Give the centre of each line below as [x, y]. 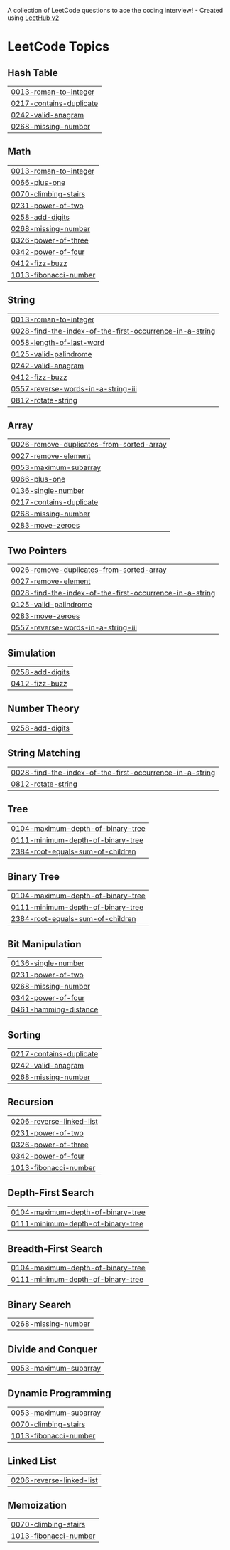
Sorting [24, 1035]
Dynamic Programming [59, 1394]
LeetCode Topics [59, 47]
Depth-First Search [51, 1193]
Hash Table [33, 73]
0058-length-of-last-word [58, 342]
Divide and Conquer [53, 1349]
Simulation [32, 653]
